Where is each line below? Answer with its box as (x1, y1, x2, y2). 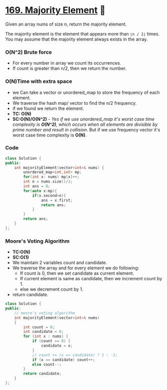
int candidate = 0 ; (23, 329, 64, 334)
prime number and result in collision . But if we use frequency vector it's (12, 126, 160, 132)
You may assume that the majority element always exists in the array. (5, 36, 148, 42)
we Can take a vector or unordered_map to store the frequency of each (12, 89, 160, 95)
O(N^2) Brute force (5, 49, 52, 56)
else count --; (32, 362, 62, 367)
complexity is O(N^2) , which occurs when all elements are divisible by (12, 121, 158, 127)
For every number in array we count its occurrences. (12, 60, 121, 66)
